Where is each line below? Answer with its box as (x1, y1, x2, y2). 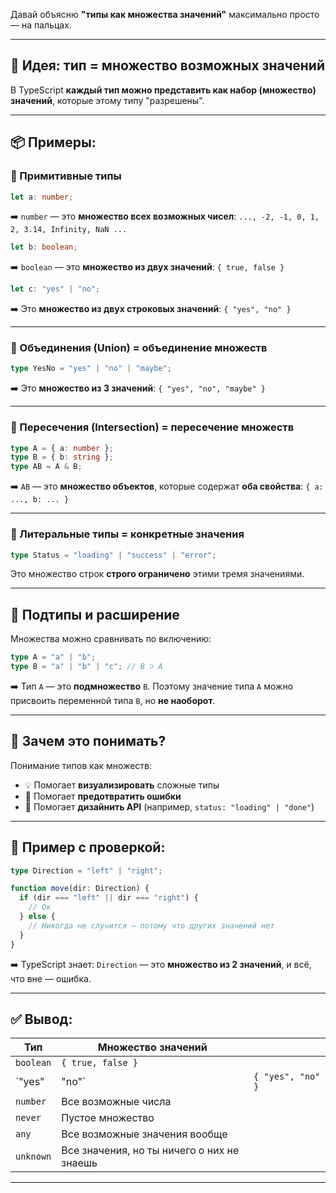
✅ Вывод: (10, 1010, 73, 1028)
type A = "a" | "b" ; (10, 652, 97, 663)
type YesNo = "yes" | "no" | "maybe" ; (10, 364, 172, 374)
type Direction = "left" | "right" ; (10, 865, 163, 876)
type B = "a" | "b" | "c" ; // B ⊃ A (10, 662, 163, 672)
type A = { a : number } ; (10, 443, 114, 453)
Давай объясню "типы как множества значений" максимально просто (10, 9, 320, 20)
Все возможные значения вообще (61, 1127, 228, 1141)
